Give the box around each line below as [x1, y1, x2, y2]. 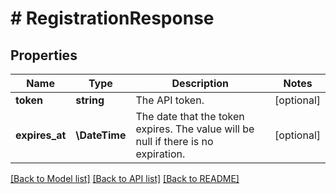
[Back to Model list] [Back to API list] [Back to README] [10, 173, 240, 184]
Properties [10, 47, 78, 64]
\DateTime [75, 128, 127, 142]
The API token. [135, 93, 205, 107]
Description [171, 77, 229, 90]
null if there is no [135, 135, 214, 148]
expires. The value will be [135, 122, 255, 136]
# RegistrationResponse [10, 7, 215, 30]
